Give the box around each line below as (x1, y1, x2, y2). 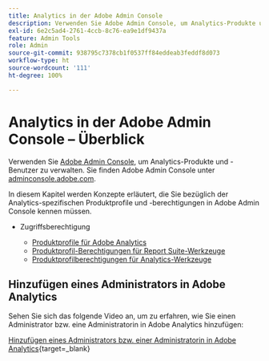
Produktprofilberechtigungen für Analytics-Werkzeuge (31, 254, 212, 264)
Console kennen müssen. (8, 206, 92, 216)
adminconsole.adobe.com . (8, 173, 96, 183)
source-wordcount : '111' (8, 64, 91, 72)
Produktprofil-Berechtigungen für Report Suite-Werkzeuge (31, 245, 226, 255)
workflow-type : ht (8, 57, 70, 65)
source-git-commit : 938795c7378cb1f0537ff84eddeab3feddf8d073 (8, 49, 220, 57)
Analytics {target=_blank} (8, 344, 90, 354)
